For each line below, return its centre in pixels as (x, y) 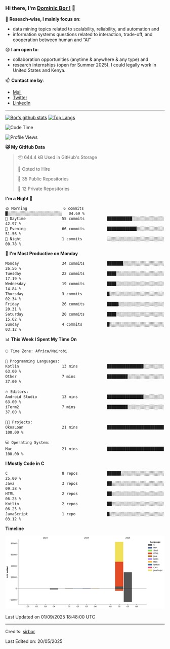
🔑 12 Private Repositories (44, 189)
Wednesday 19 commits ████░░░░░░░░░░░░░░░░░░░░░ (85, 284)
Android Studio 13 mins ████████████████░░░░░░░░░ (85, 397)
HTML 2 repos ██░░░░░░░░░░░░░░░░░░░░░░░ (85, 494)
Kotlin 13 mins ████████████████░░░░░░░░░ (85, 366)
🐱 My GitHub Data (25, 147)
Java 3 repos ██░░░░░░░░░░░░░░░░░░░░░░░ (85, 484)
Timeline (15, 529)
